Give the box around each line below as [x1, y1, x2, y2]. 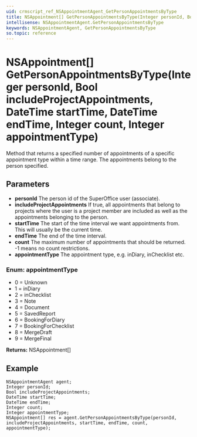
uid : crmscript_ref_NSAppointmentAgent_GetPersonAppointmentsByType [6, 8, 177, 15]
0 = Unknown [14, 279, 48, 286]
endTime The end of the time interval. [14, 232, 107, 239]
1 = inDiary [14, 285, 41, 292]
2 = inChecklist [14, 292, 52, 299]
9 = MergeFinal [14, 335, 52, 342]
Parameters [6, 179, 50, 189]
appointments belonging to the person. [14, 214, 109, 221]
